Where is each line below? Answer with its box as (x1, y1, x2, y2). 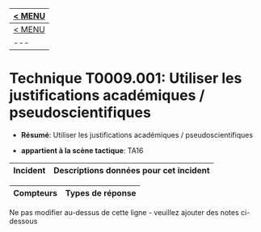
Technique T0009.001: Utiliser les (9, 69, 242, 88)
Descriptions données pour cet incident (53, 164, 210, 176)
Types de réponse (65, 187, 137, 198)
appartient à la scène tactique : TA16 (20, 145, 144, 155)
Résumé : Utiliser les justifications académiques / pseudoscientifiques (20, 130, 254, 139)
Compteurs (13, 187, 58, 198)
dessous (9, 216, 38, 226)
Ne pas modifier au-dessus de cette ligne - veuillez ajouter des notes (9, 207, 239, 217)
